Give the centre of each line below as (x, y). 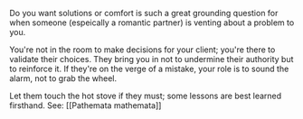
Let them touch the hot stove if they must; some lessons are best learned (146, 96)
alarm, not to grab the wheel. (63, 78)
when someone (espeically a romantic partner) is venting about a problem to (152, 23)
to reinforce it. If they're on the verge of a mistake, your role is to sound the (149, 69)
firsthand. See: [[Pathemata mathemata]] (85, 105)
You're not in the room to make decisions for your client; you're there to (142, 50)
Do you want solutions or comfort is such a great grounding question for (144, 13)
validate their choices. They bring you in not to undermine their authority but (151, 59)
